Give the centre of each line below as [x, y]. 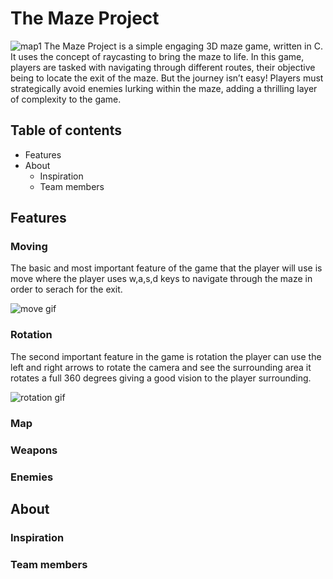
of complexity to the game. [66, 99]
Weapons [34, 450]
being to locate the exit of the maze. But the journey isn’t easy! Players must [167, 78]
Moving [29, 247]
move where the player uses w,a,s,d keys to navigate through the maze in [161, 279]
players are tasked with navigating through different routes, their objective [163, 67]
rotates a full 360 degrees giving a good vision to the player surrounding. [161, 378]
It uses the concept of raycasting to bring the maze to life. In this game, [157, 56]
